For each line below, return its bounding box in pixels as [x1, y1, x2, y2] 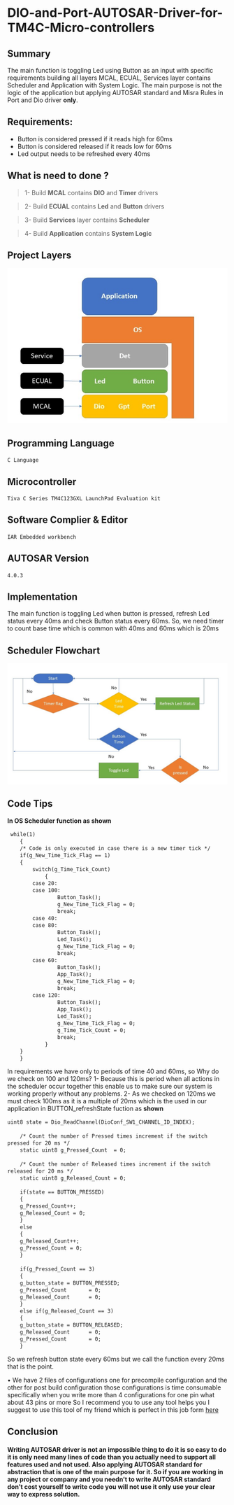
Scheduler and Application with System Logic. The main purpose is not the [7, 81, 222, 89]
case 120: [32, 991, 61, 998]
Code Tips [7, 798, 53, 810]
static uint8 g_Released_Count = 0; [20, 1174, 127, 1182]
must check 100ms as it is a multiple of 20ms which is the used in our [7, 1096, 207, 1105]
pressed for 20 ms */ [7, 1139, 71, 1147]
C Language [7, 457, 39, 464]
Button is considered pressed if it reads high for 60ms [17, 134, 173, 143]
